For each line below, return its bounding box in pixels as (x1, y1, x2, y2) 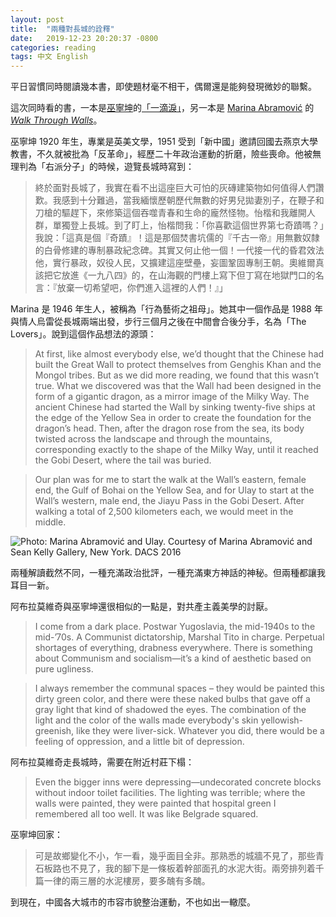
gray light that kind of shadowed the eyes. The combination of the (34, 704, 307, 716)
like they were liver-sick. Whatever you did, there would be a (76, 725, 325, 737)
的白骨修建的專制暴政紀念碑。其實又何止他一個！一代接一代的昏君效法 (34, 244, 325, 256)
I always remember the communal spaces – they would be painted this (34, 682, 325, 695)
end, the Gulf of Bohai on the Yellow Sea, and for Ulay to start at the (34, 484, 315, 496)
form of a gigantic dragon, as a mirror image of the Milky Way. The (34, 391, 310, 403)
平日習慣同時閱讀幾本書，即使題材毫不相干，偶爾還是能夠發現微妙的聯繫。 (10, 81, 317, 93)
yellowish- (260, 714, 304, 726)
